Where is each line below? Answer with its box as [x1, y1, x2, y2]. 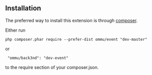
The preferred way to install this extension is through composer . [5, 17, 138, 23]
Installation [5, 4, 41, 13]
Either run [5, 27, 26, 33]
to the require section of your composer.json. [5, 64, 99, 70]
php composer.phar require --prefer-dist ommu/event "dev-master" [5, 37, 147, 42]
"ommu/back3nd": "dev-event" [7, 55, 69, 60]
